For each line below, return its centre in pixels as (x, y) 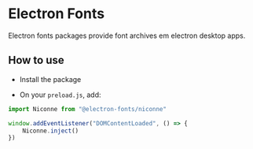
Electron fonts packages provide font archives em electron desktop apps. (127, 35)
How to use (36, 60)
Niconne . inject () (51, 131)
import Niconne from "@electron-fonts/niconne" (88, 109)
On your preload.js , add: (60, 95)
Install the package (50, 79)
